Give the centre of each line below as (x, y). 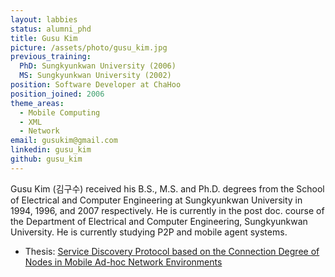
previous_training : (51, 57)
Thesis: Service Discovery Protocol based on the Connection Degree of (172, 251)
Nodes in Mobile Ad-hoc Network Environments (123, 262)
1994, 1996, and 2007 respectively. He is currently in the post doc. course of (167, 210)
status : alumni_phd (51, 29)
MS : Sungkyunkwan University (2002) (95, 76)
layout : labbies (44, 19)
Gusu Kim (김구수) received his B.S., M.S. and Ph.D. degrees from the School (167, 188)
